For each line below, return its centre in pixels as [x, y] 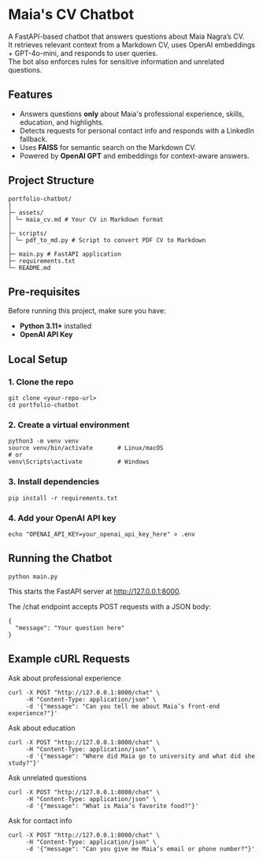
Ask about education [42, 728]
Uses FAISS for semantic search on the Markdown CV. [108, 147]
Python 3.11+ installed [56, 326]
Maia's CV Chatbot [71, 15]
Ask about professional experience [65, 678]
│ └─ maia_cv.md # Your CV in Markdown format [86, 219]
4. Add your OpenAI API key [62, 518]
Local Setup [38, 359]
